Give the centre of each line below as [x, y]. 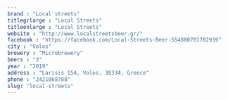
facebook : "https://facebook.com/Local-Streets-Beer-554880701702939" [114, 40]
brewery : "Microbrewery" [45, 54]
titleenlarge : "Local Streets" [55, 27]
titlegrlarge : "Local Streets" [55, 20]
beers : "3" [25, 60]
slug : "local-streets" [40, 86]
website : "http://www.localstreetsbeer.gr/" [75, 33]
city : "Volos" [30, 46]
